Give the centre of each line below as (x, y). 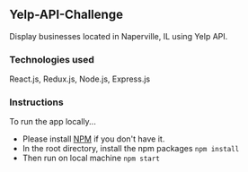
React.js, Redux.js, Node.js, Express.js (80, 79)
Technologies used (52, 59)
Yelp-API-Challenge (66, 15)
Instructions (37, 102)
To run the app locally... (53, 122)
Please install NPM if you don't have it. (93, 139)
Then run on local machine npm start (91, 158)
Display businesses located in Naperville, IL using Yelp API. (119, 36)
